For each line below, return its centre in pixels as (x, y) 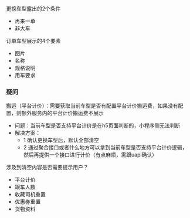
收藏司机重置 (30, 195)
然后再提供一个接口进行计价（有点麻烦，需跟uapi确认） (90, 155)
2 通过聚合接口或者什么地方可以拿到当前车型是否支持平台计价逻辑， (105, 148)
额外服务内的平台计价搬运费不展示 (62, 113)
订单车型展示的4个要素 (34, 41)
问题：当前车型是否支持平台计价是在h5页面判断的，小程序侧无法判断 (97, 125)
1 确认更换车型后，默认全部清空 (61, 140)
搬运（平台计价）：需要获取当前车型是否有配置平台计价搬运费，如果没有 (92, 106)
